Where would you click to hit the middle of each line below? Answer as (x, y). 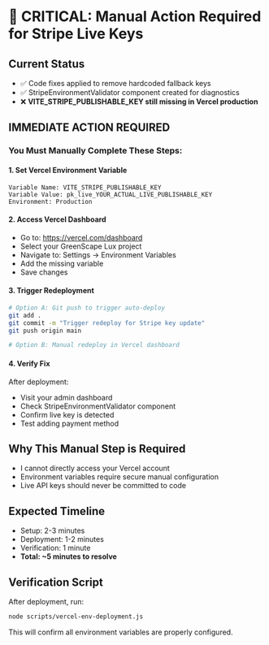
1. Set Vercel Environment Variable (68, 170)
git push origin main (45, 331)
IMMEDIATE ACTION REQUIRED (89, 128)
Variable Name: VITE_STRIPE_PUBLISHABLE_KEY (85, 187)
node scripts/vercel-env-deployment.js (76, 617)
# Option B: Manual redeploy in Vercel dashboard (94, 345)
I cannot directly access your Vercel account (95, 468)
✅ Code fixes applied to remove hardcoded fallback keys (115, 83)
